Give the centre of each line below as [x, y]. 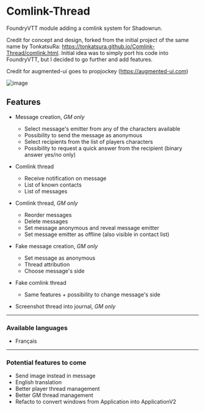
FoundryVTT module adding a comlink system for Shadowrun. [85, 28]
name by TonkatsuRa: [34, 46]
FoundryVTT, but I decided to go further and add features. [80, 59]
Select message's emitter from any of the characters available [102, 129]
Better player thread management [57, 389]
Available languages [37, 327]
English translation [38, 382]
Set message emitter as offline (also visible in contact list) [97, 234]
